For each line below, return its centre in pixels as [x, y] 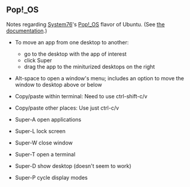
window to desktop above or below [58, 85]
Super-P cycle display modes [51, 177]
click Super [38, 60]
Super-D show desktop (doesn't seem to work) [73, 166]
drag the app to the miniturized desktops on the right [89, 67]
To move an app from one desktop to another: [72, 42]
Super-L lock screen [40, 131]
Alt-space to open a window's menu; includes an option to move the [100, 78]
